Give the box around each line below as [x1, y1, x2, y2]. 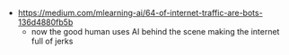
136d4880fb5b [17, 17, 74, 27]
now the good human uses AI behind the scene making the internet [31, 27, 280, 36]
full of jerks [31, 35, 74, 46]
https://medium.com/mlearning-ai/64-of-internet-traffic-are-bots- [17, 8, 263, 18]
